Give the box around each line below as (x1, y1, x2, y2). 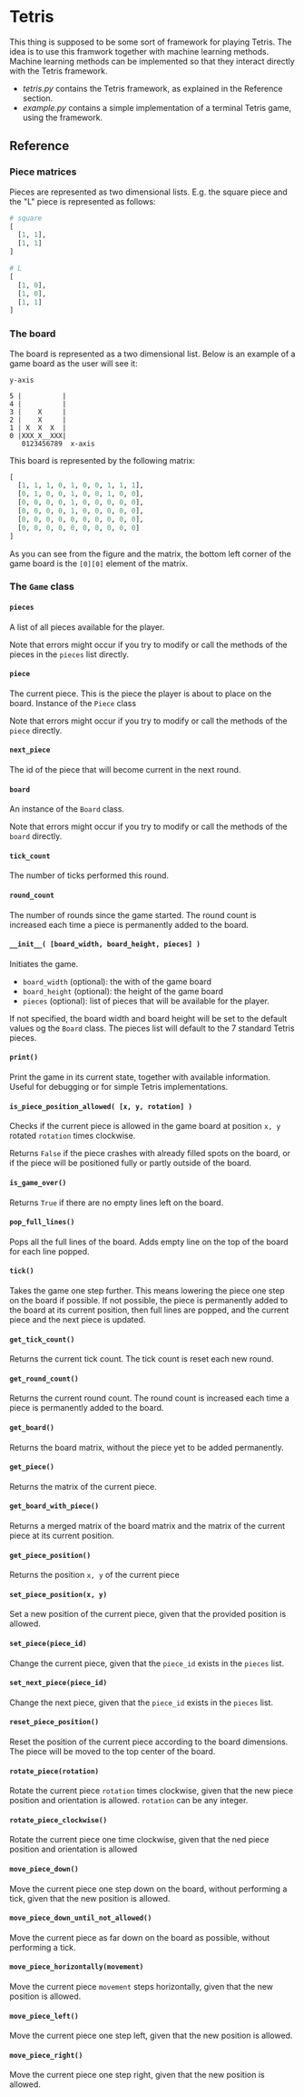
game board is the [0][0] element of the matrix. (9, 557, 189, 569)
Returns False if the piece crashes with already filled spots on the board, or (9, 1148, 291, 1159)
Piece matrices (9, 165, 77, 178)
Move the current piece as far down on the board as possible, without (9, 1932, 270, 1942)
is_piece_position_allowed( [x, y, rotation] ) (9, 1102, 193, 1111)
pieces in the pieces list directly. (9, 648, 130, 660)
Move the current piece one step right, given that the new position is (9, 2070, 265, 2081)
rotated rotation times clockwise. (9, 1130, 136, 1142)
